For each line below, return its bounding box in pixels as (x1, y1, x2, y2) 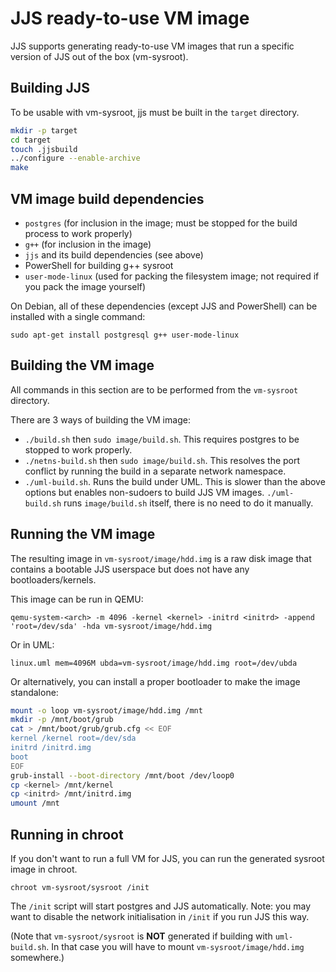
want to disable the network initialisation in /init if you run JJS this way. (10, 911, 310, 922)
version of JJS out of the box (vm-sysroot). (10, 50, 189, 62)
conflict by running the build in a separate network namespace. (24, 465, 287, 477)
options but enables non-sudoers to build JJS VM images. (24, 486, 265, 498)
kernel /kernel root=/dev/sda (10, 733, 137, 744)
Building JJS (10, 80, 90, 97)
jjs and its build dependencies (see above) (24, 248, 204, 261)
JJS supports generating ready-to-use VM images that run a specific (10, 40, 295, 52)
